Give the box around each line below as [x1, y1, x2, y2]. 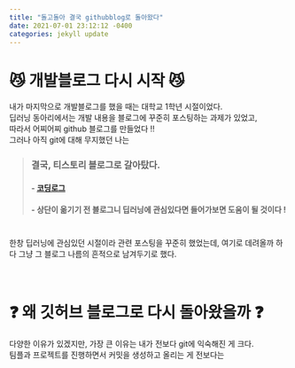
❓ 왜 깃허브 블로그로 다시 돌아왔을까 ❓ [9, 302, 264, 322]
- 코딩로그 [30, 183, 66, 193]
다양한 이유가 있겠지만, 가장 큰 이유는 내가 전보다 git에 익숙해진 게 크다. [9, 339, 254, 349]
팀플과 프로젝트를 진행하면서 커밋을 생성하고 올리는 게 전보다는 [9, 349, 225, 360]
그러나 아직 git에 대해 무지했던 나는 [9, 135, 130, 145]
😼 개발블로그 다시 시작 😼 [9, 70, 185, 90]
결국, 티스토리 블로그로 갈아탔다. [30, 159, 161, 171]
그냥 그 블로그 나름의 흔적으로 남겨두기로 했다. [18, 249, 177, 260]
